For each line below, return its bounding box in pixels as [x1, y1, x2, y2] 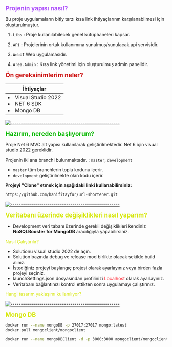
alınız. [12, 259, 26, 265]
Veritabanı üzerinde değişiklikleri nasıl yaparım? [5, 211, 147, 219]
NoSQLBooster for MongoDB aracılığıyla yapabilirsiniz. [12, 228, 130, 234]
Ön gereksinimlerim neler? [5, 71, 83, 79]
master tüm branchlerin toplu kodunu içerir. [12, 167, 103, 173]
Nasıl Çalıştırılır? [5, 238, 39, 245]
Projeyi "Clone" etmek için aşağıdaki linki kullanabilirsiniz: [5, 182, 132, 188]
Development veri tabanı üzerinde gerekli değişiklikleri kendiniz [12, 223, 146, 229]
